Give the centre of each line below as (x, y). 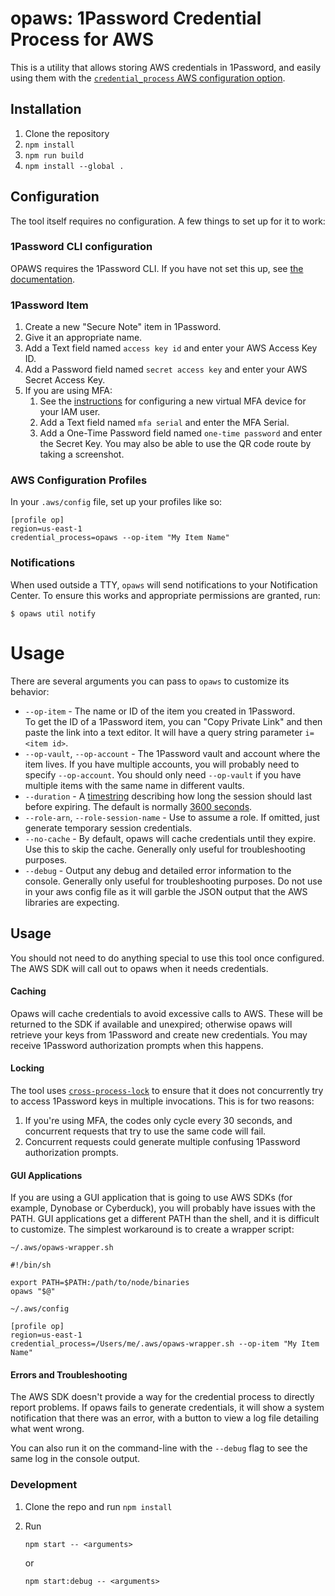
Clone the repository (67, 133)
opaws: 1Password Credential (136, 18)
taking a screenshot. (82, 454)
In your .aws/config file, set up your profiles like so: (116, 502)
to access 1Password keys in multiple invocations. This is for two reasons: (162, 1101)
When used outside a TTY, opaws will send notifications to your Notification (164, 584)
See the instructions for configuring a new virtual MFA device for (173, 401)
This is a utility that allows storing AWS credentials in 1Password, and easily (166, 67)
